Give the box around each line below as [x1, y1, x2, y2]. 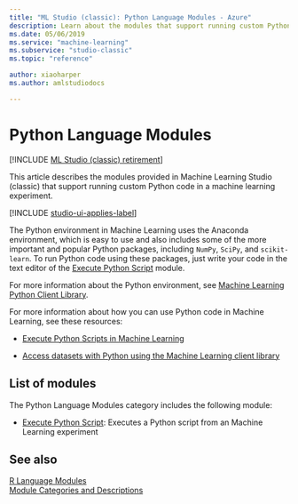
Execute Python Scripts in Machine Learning [21, 332, 184, 343]
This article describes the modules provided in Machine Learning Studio [9, 171, 272, 182]
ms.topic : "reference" [9, 54, 93, 63]
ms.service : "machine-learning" [9, 37, 129, 47]
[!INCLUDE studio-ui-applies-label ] [9, 207, 137, 218]
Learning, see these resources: [9, 316, 123, 326]
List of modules [9, 376, 97, 391]
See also [9, 452, 58, 467]
